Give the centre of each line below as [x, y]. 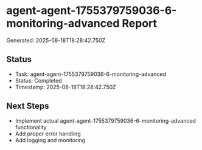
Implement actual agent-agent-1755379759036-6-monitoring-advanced [106, 121]
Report [139, 23]
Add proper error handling [48, 134]
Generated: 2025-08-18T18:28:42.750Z [56, 40]
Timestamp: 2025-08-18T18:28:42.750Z [66, 87]
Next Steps [28, 106]
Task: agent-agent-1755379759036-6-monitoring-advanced [90, 74]
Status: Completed [38, 80]
